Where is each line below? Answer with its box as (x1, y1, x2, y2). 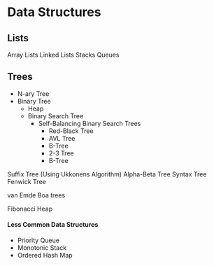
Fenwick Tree (7, 177, 47, 185)
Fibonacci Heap (7, 204, 53, 213)
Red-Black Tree (48, 127, 94, 135)
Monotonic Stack (17, 244, 67, 252)
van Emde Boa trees (7, 190, 66, 199)
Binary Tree (17, 97, 51, 105)
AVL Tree (48, 134, 76, 142)
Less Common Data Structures (7, 220, 99, 229)
